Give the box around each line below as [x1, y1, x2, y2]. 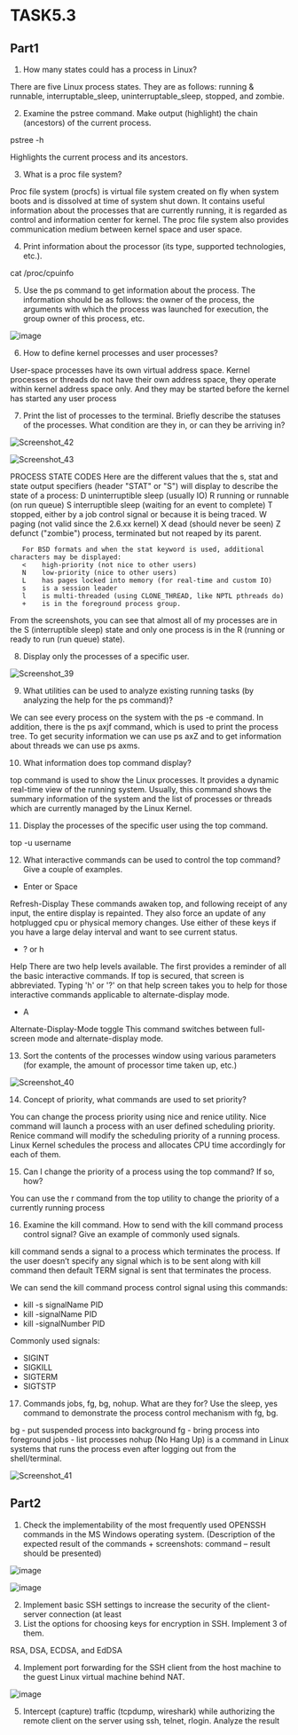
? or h [22, 944, 44, 954]
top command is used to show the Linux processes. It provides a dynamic [10, 775, 279, 785]
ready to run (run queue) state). [10, 634, 125, 644]
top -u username [10, 838, 72, 848]
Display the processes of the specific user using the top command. [22, 820, 269, 831]
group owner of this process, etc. [22, 313, 145, 324]
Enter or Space [22, 881, 78, 892]
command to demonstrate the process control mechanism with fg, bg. [22, 1408, 278, 1418]
